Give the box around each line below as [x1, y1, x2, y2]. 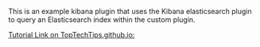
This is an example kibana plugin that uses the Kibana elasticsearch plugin [8, 7, 252, 16]
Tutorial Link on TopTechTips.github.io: [8, 31, 135, 39]
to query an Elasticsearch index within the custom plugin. [8, 15, 196, 24]
